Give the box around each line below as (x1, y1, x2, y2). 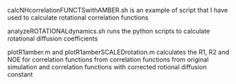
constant (7, 70, 33, 78)
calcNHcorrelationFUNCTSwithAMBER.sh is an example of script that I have (7, 6, 228, 14)
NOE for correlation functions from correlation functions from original (7, 55, 209, 64)
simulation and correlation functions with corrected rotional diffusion (7, 63, 207, 71)
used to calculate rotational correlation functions (7, 13, 149, 22)
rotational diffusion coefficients (7, 34, 98, 43)
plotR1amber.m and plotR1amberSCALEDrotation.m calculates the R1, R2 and (7, 48, 230, 56)
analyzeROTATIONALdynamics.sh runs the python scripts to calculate (7, 27, 211, 35)
